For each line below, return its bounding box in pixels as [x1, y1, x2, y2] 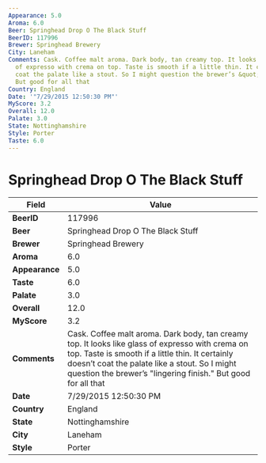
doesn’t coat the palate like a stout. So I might [66, 358, 237, 369]
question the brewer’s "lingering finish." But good [66, 368, 251, 379]
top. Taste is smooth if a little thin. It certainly [66, 348, 234, 359]
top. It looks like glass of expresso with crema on [66, 338, 249, 349]
